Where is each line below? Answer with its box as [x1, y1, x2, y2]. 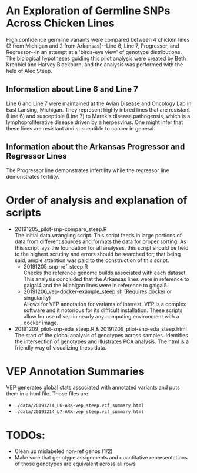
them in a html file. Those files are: [6, 390, 90, 397]
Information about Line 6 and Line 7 [6, 84, 138, 95]
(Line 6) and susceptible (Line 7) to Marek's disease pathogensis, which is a [6, 112, 191, 119]
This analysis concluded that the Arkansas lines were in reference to [23, 275, 189, 283]
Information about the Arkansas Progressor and [6, 142, 185, 152]
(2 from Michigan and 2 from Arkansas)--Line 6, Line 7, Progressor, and [6, 42, 179, 49]
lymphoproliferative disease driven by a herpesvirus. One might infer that [6, 119, 183, 126]
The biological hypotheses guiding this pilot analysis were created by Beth [6, 55, 186, 62]
